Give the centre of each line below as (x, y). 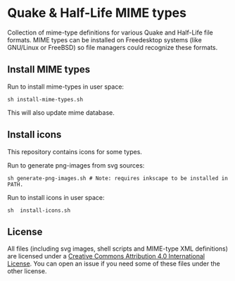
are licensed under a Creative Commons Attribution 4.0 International (106, 256)
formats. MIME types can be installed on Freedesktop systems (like (104, 39)
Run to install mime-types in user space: (66, 87)
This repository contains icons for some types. (75, 151)
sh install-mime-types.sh (45, 99)
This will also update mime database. (61, 112)
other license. (27, 271)
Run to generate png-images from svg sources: (76, 165)
